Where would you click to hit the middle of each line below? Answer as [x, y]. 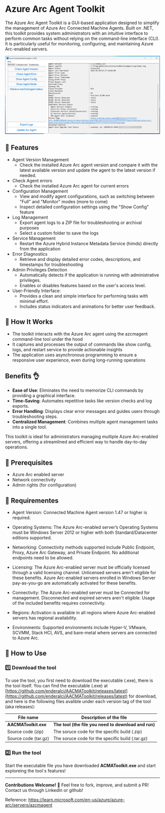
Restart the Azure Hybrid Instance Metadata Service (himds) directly [89, 243]
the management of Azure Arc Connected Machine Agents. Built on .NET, [79, 28]
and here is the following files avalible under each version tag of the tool [78, 701]
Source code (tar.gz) [28, 738]
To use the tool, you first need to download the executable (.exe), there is [79, 680]
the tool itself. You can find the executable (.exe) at [56, 685]
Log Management [30, 217]
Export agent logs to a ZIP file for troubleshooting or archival [81, 222]
